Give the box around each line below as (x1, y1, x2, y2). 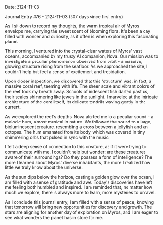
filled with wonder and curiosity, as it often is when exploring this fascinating (5, 34, 159, 39)
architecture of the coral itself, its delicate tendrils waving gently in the (5, 99, 146, 104)
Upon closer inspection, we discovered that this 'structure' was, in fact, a (5, 78, 152, 84)
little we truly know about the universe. (5, 164, 83, 170)
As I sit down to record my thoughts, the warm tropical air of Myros (5, 23, 140, 29)
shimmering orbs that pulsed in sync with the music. (5, 134, 110, 140)
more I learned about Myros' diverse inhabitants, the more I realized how (5, 160, 151, 165)
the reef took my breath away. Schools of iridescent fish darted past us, (5, 89, 149, 94)
